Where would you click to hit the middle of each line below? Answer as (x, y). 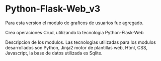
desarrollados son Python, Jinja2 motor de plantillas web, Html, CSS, (76, 47)
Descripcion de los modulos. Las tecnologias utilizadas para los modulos (80, 42)
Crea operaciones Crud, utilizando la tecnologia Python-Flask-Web (74, 32)
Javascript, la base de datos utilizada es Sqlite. (54, 53)
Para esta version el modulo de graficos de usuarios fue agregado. (74, 23)
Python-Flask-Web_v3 (53, 9)
